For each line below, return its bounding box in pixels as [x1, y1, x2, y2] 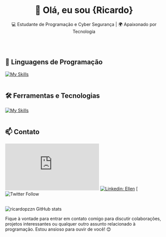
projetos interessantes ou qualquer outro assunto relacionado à [5, 221, 136, 227]
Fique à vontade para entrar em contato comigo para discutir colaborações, [5, 216, 161, 222]
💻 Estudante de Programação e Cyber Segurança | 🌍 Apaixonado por [11, 21, 157, 27]
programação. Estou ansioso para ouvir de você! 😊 [5, 227, 111, 233]
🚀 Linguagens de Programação [5, 58, 103, 66]
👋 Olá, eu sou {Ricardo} [34, 4, 133, 16]
